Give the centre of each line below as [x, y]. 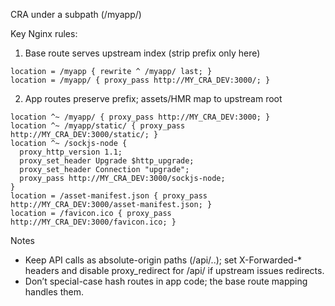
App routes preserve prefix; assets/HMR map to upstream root [153, 98]
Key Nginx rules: [44, 33]
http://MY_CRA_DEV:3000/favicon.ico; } [93, 222]
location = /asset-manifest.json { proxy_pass [109, 196]
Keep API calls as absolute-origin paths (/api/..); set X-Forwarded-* [163, 260]
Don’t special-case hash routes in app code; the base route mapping [166, 281]
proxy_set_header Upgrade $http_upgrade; [107, 161]
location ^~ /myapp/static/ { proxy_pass [98, 126]
